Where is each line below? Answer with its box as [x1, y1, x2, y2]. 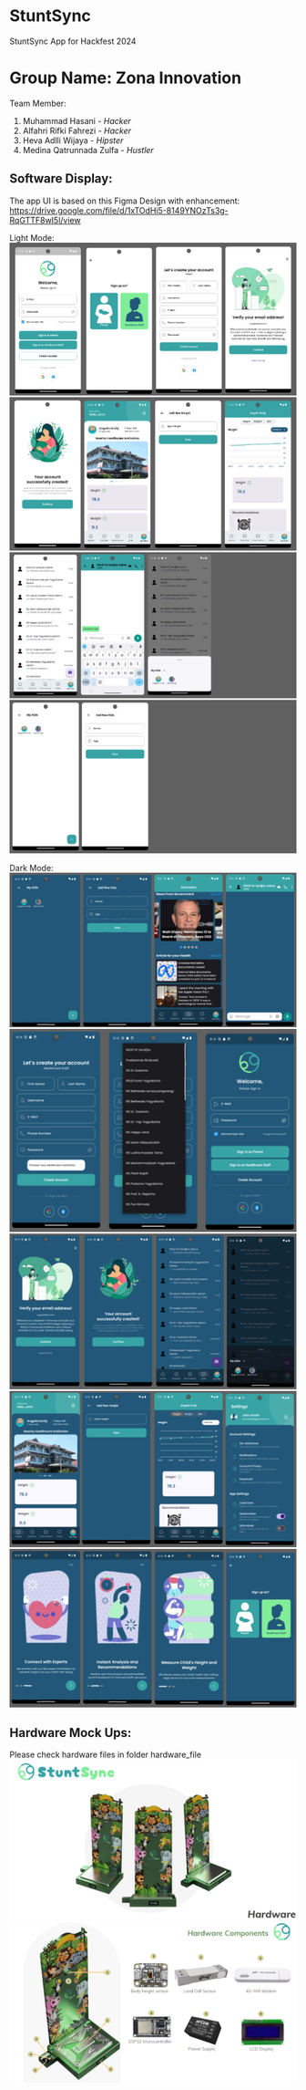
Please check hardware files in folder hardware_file [9, 1749, 202, 1761]
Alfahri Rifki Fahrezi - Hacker [22, 125, 132, 136]
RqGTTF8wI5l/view [9, 214, 81, 225]
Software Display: [9, 171, 113, 187]
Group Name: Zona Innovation [9, 68, 242, 88]
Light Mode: [9, 232, 55, 243]
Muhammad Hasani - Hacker [22, 115, 131, 126]
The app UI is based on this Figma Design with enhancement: [9, 195, 240, 206]
